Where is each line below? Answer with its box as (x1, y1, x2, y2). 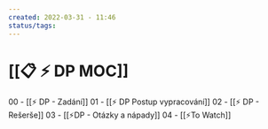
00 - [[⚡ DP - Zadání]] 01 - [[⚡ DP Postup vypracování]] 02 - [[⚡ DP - (8, 96, 259, 107)
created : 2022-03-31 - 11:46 (8, 12, 116, 22)
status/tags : (8, 21, 57, 30)
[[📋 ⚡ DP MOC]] (8, 61, 130, 80)
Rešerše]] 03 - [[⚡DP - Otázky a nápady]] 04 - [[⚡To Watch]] (8, 110, 232, 120)
